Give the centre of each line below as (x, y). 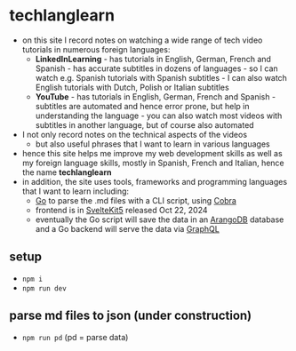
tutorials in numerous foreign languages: (96, 49)
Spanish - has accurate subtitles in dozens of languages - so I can (156, 68)
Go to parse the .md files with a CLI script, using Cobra (136, 200)
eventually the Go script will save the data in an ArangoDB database (160, 219)
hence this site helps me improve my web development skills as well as (152, 153)
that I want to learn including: (76, 191)
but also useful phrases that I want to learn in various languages (152, 144)
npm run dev (44, 288)
